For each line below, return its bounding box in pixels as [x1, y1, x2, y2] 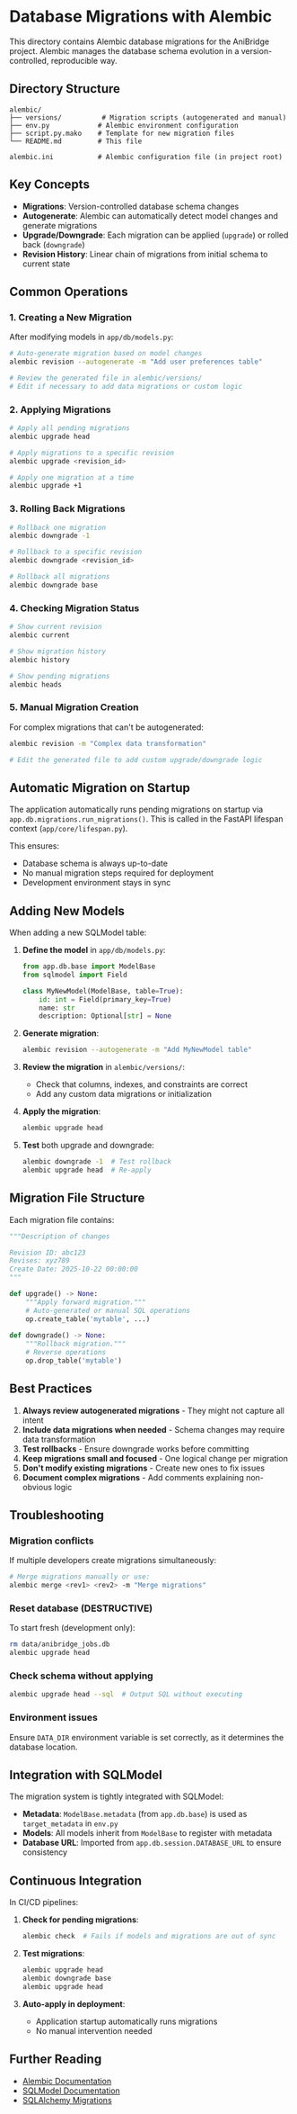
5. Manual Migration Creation [9, 701, 139, 714]
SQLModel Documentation [22, 2085, 121, 2096]
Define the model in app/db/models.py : [22, 945, 166, 956]
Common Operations [9, 283, 128, 299]
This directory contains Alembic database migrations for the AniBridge [9, 36, 270, 47]
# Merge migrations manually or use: [9, 1572, 151, 1581]
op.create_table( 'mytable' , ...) [25, 1314, 151, 1324]
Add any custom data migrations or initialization [35, 1089, 213, 1100]
